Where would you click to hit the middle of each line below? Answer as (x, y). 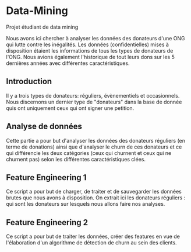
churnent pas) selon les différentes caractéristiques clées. (76, 159)
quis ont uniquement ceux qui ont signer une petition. (70, 108)
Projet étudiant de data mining (42, 27)
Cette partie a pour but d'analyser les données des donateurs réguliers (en (95, 140)
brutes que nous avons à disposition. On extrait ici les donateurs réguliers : (96, 198)
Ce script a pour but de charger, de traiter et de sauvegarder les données (94, 192)
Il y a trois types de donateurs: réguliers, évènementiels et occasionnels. (93, 95)
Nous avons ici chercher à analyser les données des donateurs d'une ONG (95, 38)
